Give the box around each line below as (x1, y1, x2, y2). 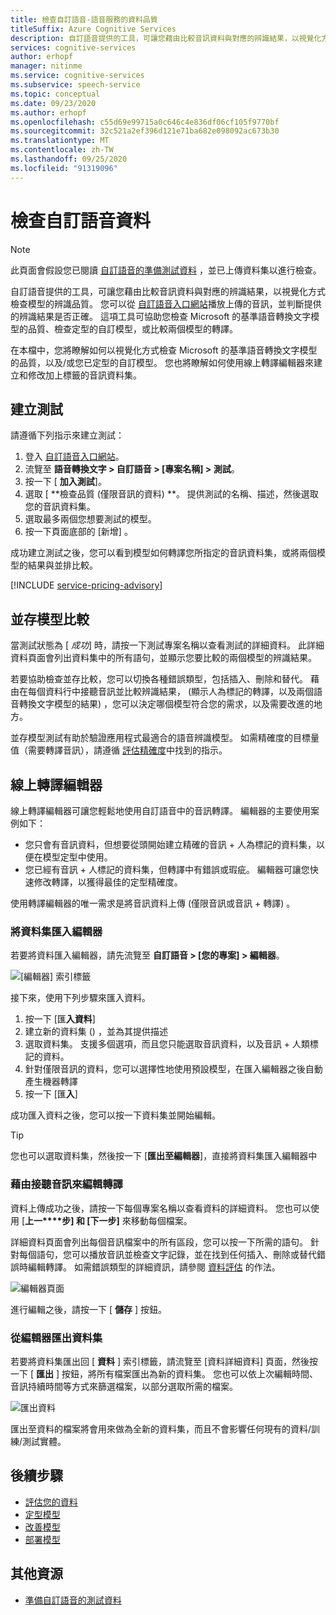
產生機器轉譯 (24, 1076, 78, 1088)
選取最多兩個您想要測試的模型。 (24, 513, 157, 525)
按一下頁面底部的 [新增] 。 (24, 526, 133, 538)
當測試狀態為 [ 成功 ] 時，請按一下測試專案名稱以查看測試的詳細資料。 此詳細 (10, 639, 325, 651)
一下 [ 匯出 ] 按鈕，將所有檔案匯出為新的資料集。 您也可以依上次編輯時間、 (10, 1367, 318, 1380)
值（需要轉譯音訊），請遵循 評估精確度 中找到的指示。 (10, 744, 228, 756)
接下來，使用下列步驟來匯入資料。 (10, 992, 151, 1004)
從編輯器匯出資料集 (10, 1331, 103, 1345)
